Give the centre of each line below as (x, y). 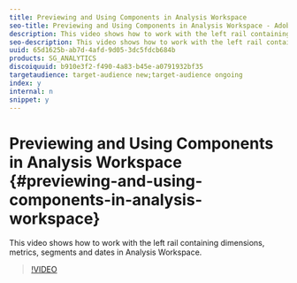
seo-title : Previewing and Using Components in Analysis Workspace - (140, 26)
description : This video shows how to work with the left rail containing (150, 34)
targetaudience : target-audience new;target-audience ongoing (126, 75)
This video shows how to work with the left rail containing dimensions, (137, 243)
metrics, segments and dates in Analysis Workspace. (106, 252)
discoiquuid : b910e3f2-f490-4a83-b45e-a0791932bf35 (106, 67)
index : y (25, 83)
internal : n (31, 91)
